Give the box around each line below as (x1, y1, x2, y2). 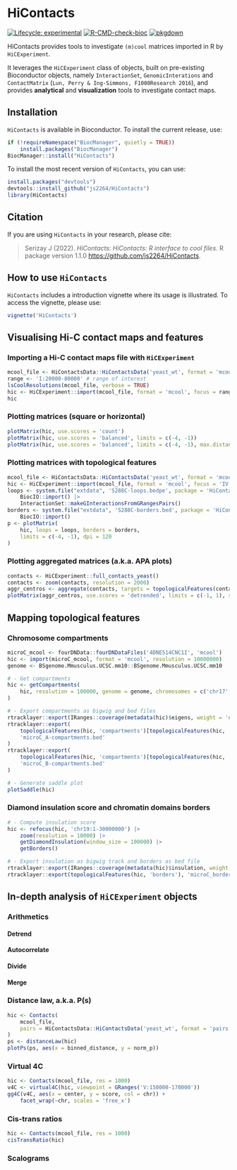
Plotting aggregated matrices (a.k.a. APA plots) (7, 556, 173, 566)
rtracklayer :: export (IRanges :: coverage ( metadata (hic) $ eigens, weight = (7, 713, 222, 721)
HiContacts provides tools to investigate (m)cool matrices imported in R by (7, 42, 224, 50)
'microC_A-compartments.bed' (20, 734, 106, 741)
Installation (7, 106, 58, 118)
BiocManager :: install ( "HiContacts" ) (7, 152, 115, 159)
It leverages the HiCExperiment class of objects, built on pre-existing (7, 63, 205, 71)
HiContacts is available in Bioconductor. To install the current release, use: (7, 125, 222, 134)
